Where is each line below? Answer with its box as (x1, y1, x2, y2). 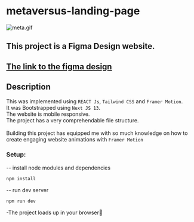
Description (6, 82, 51, 92)
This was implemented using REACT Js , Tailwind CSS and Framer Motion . (6, 97, 183, 105)
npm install (6, 175, 36, 181)
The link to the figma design (6, 61, 112, 72)
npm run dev (6, 198, 36, 204)
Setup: (6, 150, 26, 159)
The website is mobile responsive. (6, 110, 90, 118)
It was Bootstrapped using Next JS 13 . (6, 104, 100, 111)
